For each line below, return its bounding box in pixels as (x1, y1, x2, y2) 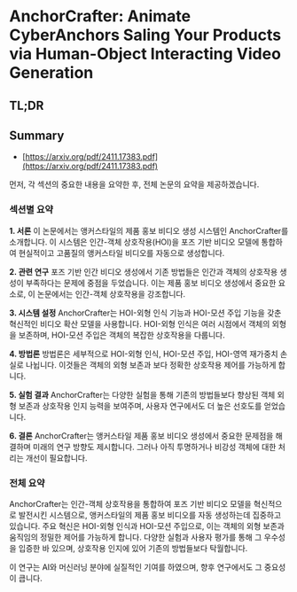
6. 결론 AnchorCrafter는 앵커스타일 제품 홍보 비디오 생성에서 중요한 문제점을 (9, 430, 274, 440)
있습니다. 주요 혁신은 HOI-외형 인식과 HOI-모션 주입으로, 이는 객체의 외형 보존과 (9, 520, 285, 531)
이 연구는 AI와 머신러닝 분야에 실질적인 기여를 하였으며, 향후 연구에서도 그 (9, 561, 263, 573)
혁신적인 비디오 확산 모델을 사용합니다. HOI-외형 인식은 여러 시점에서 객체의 (9, 318, 270, 329)
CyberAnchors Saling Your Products (9, 25, 282, 45)
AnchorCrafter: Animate (9, 6, 191, 27)
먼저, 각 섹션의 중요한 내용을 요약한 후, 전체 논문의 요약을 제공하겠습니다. (9, 179, 260, 190)
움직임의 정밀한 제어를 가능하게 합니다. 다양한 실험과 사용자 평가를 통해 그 (9, 532, 262, 542)
